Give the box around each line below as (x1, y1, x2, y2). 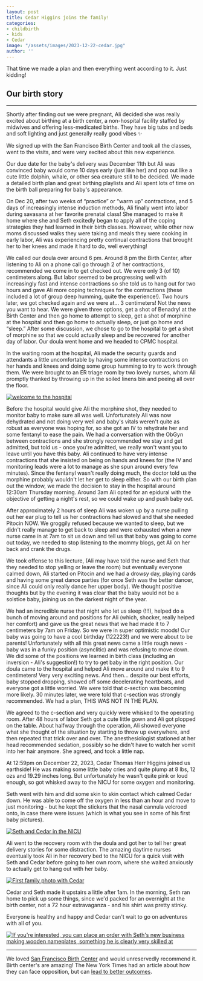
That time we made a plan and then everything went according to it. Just (6, 65, 187, 72)
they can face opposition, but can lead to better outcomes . (6, 968, 152, 975)
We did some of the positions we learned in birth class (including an (6, 652, 175, 659)
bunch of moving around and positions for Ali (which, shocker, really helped (6, 613, 195, 621)
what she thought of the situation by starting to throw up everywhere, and (6, 728, 190, 735)
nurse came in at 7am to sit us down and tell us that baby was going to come (6, 532, 197, 539)
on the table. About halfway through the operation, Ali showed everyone (6, 722, 186, 729)
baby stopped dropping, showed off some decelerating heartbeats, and (6, 678, 184, 685)
